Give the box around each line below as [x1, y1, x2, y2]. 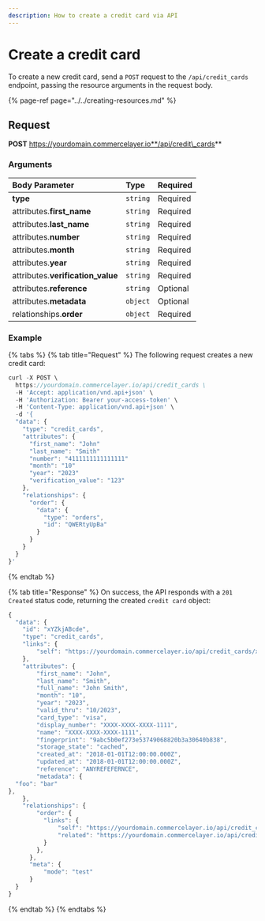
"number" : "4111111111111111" [28, 455, 129, 462]
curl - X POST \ [8, 373, 58, 382]
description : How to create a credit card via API [8, 11, 178, 20]
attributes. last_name [12, 218, 89, 229]
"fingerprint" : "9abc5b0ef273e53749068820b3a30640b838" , [36, 736, 227, 744]
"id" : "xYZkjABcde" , [22, 625, 90, 633]
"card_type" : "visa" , [36, 713, 108, 722]
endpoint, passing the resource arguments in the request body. [8, 80, 213, 89]
